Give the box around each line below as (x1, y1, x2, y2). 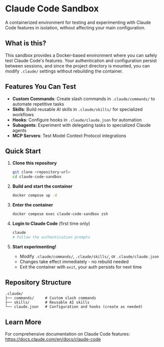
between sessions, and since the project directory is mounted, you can (5, 63, 150, 69)
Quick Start (5, 147, 41, 155)
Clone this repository (12, 160, 57, 166)
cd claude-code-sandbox (12, 174, 62, 179)
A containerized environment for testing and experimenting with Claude (5, 19, 151, 25)
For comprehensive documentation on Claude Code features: (5, 331, 130, 337)
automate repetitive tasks (12, 101, 64, 107)
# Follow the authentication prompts (12, 234, 91, 240)
